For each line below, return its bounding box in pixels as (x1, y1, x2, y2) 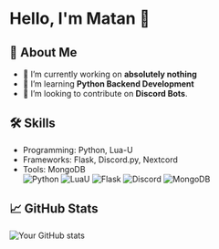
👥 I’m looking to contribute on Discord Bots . (22, 88, 188, 99)
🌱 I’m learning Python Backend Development (22, 78, 194, 89)
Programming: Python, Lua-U (22, 144, 134, 155)
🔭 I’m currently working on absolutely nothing (22, 68, 198, 79)
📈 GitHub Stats (9, 201, 99, 217)
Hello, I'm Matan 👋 (9, 8, 151, 29)
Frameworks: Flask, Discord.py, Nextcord (22, 154, 178, 165)
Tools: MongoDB (22, 163, 86, 174)
